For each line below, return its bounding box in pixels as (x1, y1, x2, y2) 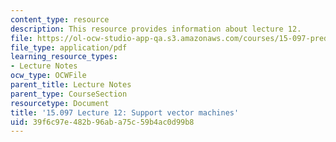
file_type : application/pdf (10, 42, 128, 53)
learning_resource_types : (10, 52, 118, 62)
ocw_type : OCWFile (10, 71, 87, 81)
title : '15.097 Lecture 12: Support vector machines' (10, 107, 240, 118)
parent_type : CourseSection (10, 89, 128, 99)
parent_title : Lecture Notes (10, 80, 132, 90)
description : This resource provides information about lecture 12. (10, 24, 302, 34)
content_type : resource (10, 14, 110, 25)
